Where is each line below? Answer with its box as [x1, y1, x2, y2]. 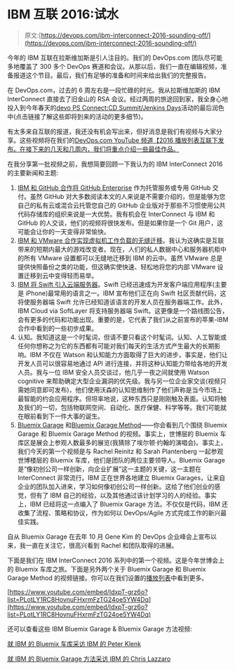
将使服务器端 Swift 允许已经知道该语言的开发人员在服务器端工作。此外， [17, 297, 227, 306]
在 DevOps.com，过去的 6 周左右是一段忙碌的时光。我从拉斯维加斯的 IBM [7, 86, 221, 94]
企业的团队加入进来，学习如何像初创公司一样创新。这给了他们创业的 [17, 482, 215, 491]
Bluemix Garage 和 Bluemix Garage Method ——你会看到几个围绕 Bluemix [17, 420, 228, 429]
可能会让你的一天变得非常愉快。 [17, 227, 110, 236]
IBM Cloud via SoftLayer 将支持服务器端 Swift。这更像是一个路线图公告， [17, 307, 229, 315]
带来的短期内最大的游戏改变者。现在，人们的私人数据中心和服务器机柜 [17, 245, 221, 253]
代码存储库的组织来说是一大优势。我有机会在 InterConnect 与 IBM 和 [17, 210, 215, 218]
